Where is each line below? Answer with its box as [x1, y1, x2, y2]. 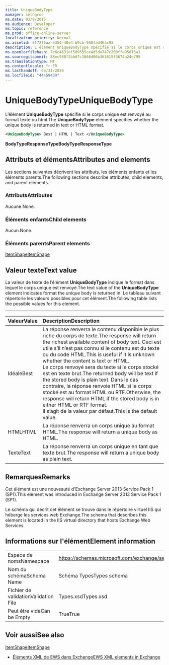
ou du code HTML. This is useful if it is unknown [42, 351, 155, 358]
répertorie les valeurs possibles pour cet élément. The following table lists [5, 295, 157, 302]
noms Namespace [8, 557, 49, 564]
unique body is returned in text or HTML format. [5, 122, 105, 128]
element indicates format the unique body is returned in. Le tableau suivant [5, 290, 161, 296]
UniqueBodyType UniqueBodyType [5, 95, 153, 106]
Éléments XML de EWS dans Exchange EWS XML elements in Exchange [12, 654, 160, 660]
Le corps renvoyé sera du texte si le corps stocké [42, 363, 159, 371]
